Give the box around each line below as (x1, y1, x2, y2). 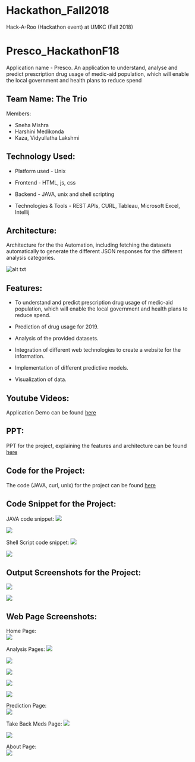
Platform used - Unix (14, 167, 66, 174)
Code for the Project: (6, 466, 85, 476)
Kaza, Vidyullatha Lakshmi (14, 134, 80, 141)
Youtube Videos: (6, 393, 70, 403)
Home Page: (6, 628, 37, 634)
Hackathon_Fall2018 (6, 4, 109, 17)
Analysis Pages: (6, 646, 46, 653)
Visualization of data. (14, 376, 67, 383)
